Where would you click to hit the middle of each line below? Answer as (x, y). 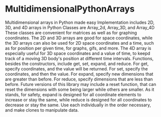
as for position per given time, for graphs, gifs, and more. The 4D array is (78, 48)
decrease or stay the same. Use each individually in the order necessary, (78, 105)
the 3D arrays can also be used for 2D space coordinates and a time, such (80, 43)
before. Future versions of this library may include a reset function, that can (81, 84)
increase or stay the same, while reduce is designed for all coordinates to (79, 100)
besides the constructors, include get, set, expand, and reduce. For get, (77, 64)
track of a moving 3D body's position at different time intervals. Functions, (79, 58)
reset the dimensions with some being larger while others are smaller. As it (80, 89)
